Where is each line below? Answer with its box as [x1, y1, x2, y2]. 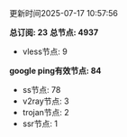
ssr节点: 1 [22, 118, 59, 129]
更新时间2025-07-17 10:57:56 [9, 8, 119, 18]
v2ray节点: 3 [22, 96, 69, 106]
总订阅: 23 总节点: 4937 [9, 27, 99, 38]
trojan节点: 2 [22, 107, 69, 117]
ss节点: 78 [22, 85, 61, 95]
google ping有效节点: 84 [9, 66, 102, 76]
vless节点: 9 [22, 46, 68, 57]
